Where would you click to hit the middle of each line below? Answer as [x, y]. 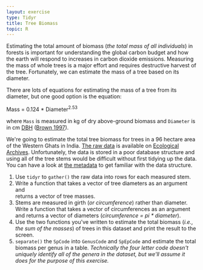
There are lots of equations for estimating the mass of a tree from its [92, 90]
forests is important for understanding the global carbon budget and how [98, 53]
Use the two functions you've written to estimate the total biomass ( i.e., [104, 221]
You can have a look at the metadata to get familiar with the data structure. [99, 165]
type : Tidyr [21, 18]
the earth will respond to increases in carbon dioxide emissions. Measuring [100, 59]
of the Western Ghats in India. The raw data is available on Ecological [93, 146]
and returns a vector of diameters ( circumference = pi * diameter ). [98, 215]
